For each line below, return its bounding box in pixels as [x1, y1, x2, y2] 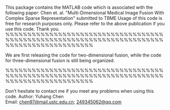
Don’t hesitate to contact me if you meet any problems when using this [5, 88, 154, 94]
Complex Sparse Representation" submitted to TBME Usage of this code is [5, 15, 162, 21]
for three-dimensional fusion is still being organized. [5, 58, 115, 63]
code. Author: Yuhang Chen [5, 94, 64, 99]
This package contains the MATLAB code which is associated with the [5, 5, 153, 10]
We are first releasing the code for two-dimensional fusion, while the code [5, 52, 162, 58]
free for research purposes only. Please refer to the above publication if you [5, 20, 165, 26]
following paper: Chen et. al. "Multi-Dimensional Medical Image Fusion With [5, 10, 164, 16]
